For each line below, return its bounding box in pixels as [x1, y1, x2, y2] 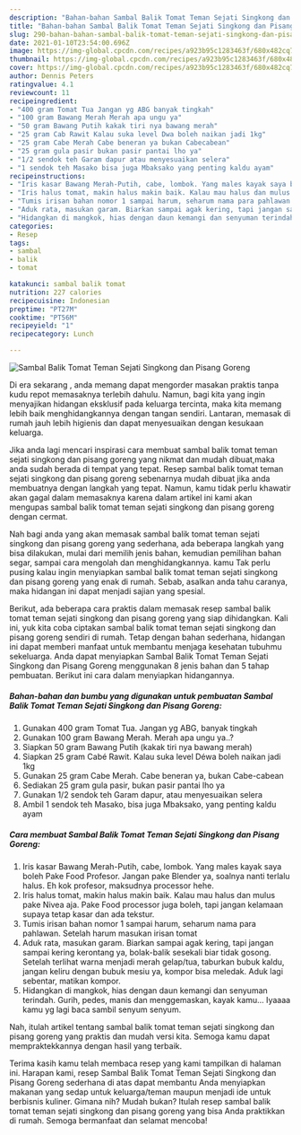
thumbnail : [9, 55, 50, 64]
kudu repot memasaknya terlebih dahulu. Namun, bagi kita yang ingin [9, 389, 266, 399]
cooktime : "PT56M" [9, 313, 78, 322]
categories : [9, 222, 54, 231]
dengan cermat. [9, 511, 69, 521]
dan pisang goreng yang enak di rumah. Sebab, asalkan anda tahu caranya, [9, 576, 288, 587]
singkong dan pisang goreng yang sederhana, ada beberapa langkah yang [9, 538, 285, 548]
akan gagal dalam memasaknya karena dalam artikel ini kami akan [9, 493, 253, 502]
